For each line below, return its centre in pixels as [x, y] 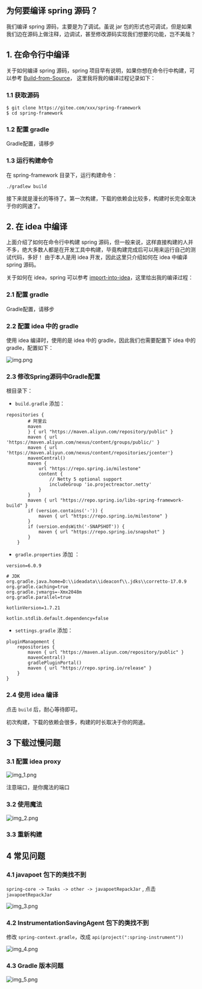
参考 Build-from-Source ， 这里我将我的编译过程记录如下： [84, 78]
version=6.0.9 [24, 566]
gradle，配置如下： [30, 347]
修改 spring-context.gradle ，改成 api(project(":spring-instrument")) [95, 937]
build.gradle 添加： [40, 404]
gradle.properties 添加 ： [47, 554]
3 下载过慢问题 [34, 743]
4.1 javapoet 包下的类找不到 [46, 875]
